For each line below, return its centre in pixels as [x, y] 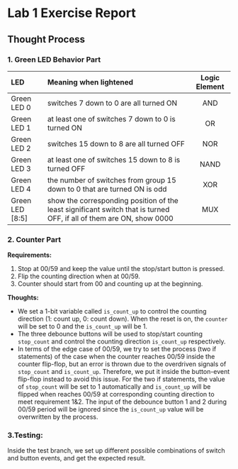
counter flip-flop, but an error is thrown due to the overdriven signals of [122, 364]
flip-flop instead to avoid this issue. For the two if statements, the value [121, 379]
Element [210, 87]
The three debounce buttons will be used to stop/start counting [110, 334]
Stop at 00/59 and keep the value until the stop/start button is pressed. [121, 269]
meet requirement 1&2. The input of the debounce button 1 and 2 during [122, 402]
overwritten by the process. [58, 417]
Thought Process [46, 39]
